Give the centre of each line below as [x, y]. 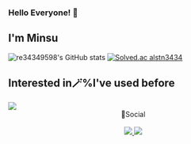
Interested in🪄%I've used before [92, 83]
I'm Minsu [33, 38]
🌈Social [133, 114]
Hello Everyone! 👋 [43, 13]
